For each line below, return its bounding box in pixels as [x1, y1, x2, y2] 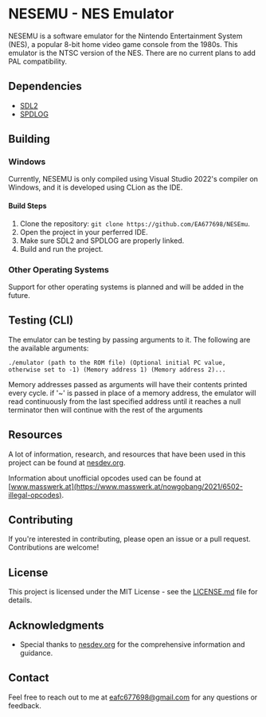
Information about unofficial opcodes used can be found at [8, 473, 201, 483]
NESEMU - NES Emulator [8, 5, 174, 23]
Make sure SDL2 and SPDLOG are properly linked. [19, 236, 185, 245]
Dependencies [8, 80, 82, 93]
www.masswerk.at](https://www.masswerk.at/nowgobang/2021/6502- [10, 481, 243, 491]
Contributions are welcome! [8, 543, 100, 552]
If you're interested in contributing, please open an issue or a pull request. [8, 535, 251, 544]
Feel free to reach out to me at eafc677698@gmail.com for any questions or [8, 692, 258, 702]
